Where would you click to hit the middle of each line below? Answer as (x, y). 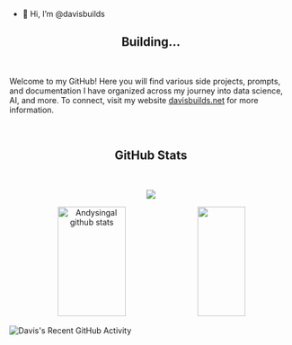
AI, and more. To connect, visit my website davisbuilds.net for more (134, 100)
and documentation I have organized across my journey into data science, (146, 91)
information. (32, 110)
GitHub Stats (151, 156)
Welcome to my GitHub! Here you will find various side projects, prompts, (145, 81)
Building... (151, 42)
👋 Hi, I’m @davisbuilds (63, 14)
